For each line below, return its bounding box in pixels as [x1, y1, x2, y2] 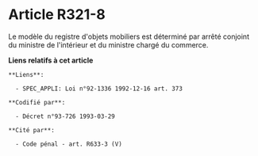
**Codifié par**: [8, 98, 66, 106]
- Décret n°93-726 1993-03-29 [15, 112, 115, 120]
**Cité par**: [8, 126, 56, 134]
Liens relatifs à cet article [8, 55, 94, 65]
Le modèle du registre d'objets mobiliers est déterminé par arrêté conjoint [8, 32, 250, 41]
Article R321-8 [8, 6, 106, 24]
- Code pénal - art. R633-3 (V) [15, 140, 123, 148]
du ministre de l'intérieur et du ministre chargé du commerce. [8, 40, 209, 49]
